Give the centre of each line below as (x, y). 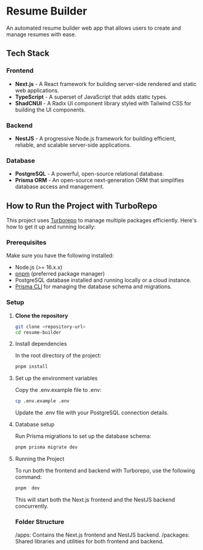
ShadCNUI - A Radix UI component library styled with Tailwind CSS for (103, 103)
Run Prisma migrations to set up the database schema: (83, 436)
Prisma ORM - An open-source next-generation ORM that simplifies (99, 181)
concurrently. (32, 506)
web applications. (37, 90)
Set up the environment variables (56, 378)
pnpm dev (27, 488)
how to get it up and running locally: (51, 227)
